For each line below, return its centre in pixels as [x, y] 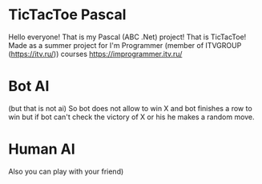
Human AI [42, 149]
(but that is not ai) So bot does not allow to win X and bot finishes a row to [130, 108]
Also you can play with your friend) [66, 171]
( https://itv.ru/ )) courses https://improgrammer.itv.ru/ [95, 54]
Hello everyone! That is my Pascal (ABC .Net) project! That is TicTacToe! [127, 37]
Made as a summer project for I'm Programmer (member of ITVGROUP [125, 45]
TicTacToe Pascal [67, 15]
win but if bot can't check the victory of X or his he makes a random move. [131, 117]
